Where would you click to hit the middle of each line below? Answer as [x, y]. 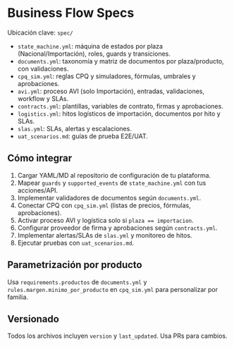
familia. [18, 297]
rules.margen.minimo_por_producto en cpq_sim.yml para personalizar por [113, 289]
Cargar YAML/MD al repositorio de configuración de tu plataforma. [114, 175]
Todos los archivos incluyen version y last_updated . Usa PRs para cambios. [117, 336]
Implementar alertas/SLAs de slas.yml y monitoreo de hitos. [105, 235]
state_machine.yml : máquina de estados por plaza [90, 46]
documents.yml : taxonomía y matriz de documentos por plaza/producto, [121, 61]
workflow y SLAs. [43, 98]
